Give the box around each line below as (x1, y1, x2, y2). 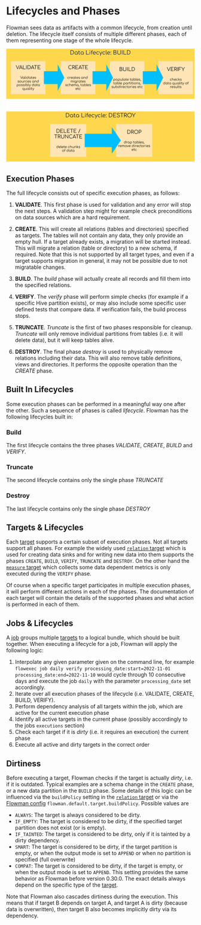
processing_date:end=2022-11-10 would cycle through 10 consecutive (14, 671, 186, 678)
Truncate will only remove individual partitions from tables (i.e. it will (14, 330, 183, 337)
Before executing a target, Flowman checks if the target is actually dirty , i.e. (6, 774, 193, 782)
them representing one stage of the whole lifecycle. (6, 37, 133, 44)
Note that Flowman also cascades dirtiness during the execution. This (6, 893, 178, 900)
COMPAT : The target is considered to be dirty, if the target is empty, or (14, 862, 184, 869)
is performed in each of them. (6, 601, 80, 608)
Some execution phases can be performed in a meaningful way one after (6, 400, 186, 408)
